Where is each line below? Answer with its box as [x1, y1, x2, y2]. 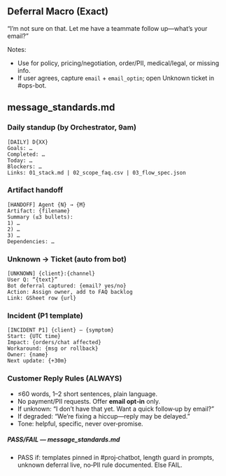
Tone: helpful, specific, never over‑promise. [17, 419, 143, 428]
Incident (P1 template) [7, 311, 83, 321]
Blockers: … [7, 163, 42, 170]
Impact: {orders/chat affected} [7, 339, 101, 346]
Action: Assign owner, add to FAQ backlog [7, 289, 133, 296]
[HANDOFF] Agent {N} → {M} [7, 201, 86, 208]
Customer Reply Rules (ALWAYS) [7, 374, 122, 383]
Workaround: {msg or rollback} [7, 345, 99, 353]
